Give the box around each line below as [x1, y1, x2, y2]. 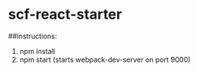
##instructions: [8, 31, 57, 41]
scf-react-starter [8, 5, 123, 23]
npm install [19, 46, 56, 56]
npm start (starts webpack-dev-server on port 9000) [19, 55, 191, 64]
